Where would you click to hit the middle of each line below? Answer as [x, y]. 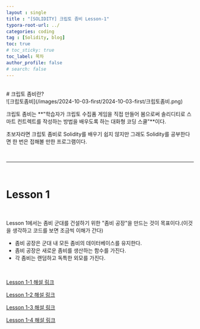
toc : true [18, 44]
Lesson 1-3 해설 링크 [31, 308]
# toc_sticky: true [30, 51]
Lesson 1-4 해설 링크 [31, 320]
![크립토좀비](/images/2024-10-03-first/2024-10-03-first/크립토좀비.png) [95, 101]
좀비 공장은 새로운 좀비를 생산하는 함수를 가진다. [70, 250]
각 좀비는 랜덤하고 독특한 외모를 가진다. [60, 258]
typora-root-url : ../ [33, 25]
